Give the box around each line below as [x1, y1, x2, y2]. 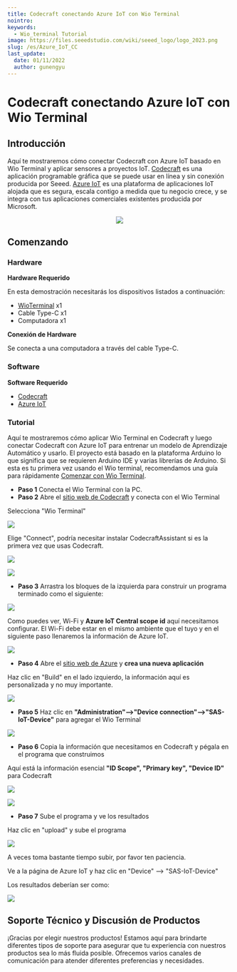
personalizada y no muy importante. [7, 680, 113, 689]
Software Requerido [7, 378, 68, 387]
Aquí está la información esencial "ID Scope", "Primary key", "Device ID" [7, 764, 225, 772]
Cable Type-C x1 [17, 309, 67, 317]
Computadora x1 [17, 317, 66, 325]
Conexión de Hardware [7, 330, 77, 339]
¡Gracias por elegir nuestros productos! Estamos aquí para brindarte [7, 933, 207, 942]
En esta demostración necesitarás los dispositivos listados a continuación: [7, 287, 226, 296]
